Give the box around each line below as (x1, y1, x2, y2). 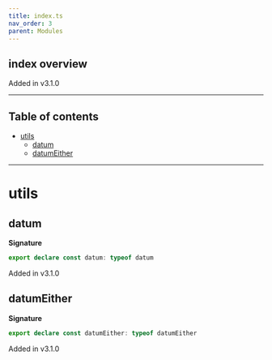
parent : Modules (8, 27, 63, 35)
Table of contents (8, 109, 99, 123)
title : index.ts (8, 11, 63, 20)
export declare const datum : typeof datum (8, 254, 154, 262)
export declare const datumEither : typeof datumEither (8, 329, 198, 337)
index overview (8, 57, 87, 71)
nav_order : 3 (8, 19, 53, 28)
